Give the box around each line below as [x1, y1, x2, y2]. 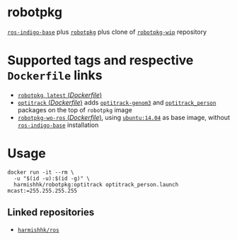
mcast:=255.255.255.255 [7, 187, 78, 194]
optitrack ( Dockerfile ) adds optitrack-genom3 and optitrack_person [17, 98, 216, 107]
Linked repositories [7, 206, 95, 219]
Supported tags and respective [7, 52, 194, 68]
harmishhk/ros [17, 227, 59, 234]
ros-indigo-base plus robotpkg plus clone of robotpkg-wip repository [7, 28, 207, 36]
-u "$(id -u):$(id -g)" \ [13, 174, 91, 182]
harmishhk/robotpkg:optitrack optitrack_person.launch [13, 181, 179, 188]
